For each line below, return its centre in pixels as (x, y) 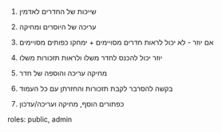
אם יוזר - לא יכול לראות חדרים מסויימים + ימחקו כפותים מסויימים (116, 42)
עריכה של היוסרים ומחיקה (57, 27)
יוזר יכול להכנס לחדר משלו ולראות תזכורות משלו (91, 58)
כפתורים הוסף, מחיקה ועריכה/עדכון (71, 104)
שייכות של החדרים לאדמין (57, 12)
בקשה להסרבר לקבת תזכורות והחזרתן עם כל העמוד (96, 88)
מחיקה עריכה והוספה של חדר (63, 73)
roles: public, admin (40, 119)
